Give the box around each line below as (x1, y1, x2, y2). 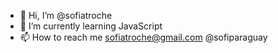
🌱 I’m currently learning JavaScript (19, 20, 163, 32)
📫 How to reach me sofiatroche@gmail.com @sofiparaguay (19, 31, 268, 43)
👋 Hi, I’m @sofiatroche (19, 10, 113, 21)
